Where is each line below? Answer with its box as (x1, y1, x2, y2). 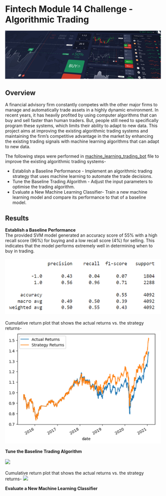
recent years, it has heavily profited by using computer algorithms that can (5, 112, 157, 118)
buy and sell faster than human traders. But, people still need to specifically (5, 118, 159, 124)
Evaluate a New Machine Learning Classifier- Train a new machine (12, 189, 148, 195)
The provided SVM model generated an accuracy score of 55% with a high (5, 232, 158, 238)
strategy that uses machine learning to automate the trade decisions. (12, 173, 153, 179)
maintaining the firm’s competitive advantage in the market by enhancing (5, 133, 154, 139)
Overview (5, 88, 36, 97)
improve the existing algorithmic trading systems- (5, 159, 106, 165)
